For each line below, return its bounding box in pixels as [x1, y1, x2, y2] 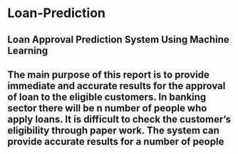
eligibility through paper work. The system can [7, 124, 219, 136]
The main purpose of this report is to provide [7, 68, 210, 81]
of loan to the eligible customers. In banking [7, 91, 207, 103]
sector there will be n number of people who [7, 102, 207, 114]
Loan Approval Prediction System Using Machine [7, 34, 229, 46]
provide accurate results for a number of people [7, 135, 224, 148]
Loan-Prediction [7, 5, 105, 21]
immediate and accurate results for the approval [7, 80, 226, 92]
